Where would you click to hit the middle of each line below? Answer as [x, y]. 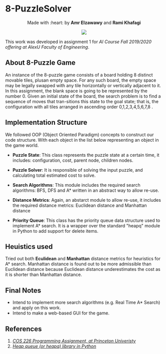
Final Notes [23, 290]
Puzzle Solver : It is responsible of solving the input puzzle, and [78, 170]
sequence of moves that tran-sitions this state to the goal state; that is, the [82, 101]
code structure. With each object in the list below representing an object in [82, 140]
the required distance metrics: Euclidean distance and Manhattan [79, 205]
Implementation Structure [46, 122]
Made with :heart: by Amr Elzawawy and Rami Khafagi [84, 23]
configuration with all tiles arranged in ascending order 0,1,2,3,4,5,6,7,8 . [79, 107]
